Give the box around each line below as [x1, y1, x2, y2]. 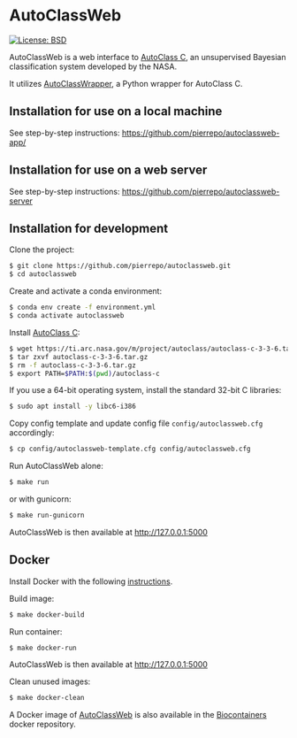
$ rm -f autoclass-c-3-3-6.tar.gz [9, 360, 137, 370]
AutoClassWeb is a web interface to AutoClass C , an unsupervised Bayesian [9, 51, 286, 62]
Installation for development [9, 220, 169, 235]
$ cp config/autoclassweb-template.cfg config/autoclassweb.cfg [9, 444, 251, 454]
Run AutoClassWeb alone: [9, 461, 103, 472]
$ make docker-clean [9, 694, 86, 703]
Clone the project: [9, 244, 75, 255]
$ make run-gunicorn [9, 511, 86, 519]
